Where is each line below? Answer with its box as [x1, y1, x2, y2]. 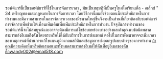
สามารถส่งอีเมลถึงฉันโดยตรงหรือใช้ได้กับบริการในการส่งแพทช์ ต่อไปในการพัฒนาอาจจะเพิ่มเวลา [5, 32, 156, 38]
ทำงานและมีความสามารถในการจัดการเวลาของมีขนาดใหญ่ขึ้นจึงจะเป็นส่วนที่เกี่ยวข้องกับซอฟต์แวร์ [5, 16, 158, 22]
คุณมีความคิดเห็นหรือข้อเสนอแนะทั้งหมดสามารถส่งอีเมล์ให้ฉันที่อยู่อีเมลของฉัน [5, 43, 129, 49]
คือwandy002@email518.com [5, 49, 63, 54]
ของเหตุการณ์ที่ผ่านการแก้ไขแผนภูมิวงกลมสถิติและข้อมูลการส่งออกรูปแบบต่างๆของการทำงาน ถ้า [5, 38, 157, 44]
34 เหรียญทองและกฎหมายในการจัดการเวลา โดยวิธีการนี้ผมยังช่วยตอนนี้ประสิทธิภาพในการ [5, 11, 150, 16]
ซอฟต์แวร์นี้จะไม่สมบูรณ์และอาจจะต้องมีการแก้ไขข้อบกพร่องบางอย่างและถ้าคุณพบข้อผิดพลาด [5, 27, 152, 32]
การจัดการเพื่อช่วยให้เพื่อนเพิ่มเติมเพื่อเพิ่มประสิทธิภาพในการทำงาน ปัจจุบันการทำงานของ [5, 21, 144, 27]
